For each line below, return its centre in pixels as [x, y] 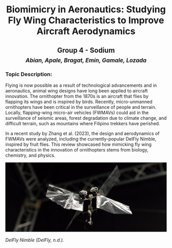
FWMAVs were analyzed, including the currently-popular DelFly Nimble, [81, 139]
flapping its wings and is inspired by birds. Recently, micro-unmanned [79, 102]
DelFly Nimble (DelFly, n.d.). [35, 240]
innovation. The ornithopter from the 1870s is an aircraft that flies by [77, 97]
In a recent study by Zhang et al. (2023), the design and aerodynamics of [82, 133]
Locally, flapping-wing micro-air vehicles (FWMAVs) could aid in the [77, 113]
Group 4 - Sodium [86, 50]
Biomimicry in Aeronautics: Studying [86, 9]
